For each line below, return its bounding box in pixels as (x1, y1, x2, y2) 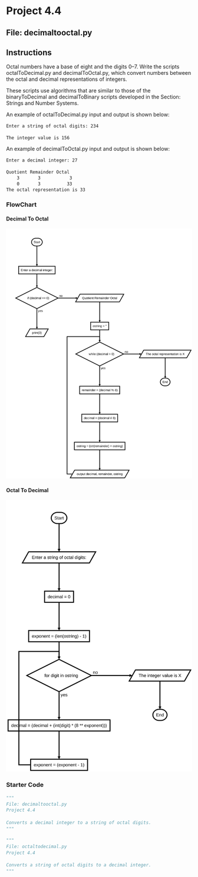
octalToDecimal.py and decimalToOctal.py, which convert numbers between (6, 70, 192, 77)
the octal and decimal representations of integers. (6, 75, 127, 83)
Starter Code (6, 781, 44, 789)
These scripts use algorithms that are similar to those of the (6, 87, 151, 94)
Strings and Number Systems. (6, 100, 79, 107)
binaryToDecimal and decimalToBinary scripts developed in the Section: (6, 93, 181, 101)
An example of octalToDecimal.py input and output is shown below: (6, 111, 170, 118)
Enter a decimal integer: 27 (6, 157, 78, 163)
